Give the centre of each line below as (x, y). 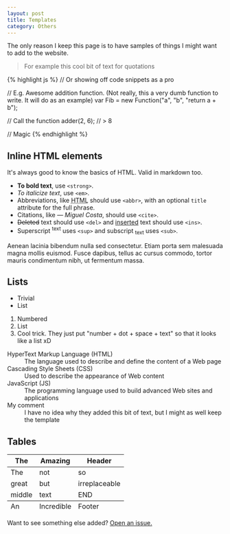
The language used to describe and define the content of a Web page (123, 361)
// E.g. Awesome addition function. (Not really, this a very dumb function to (113, 93)
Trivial (26, 298)
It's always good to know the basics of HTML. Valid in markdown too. (105, 173)
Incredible (55, 507)
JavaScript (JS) (29, 383)
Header (99, 461)
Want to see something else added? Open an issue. (80, 523)
